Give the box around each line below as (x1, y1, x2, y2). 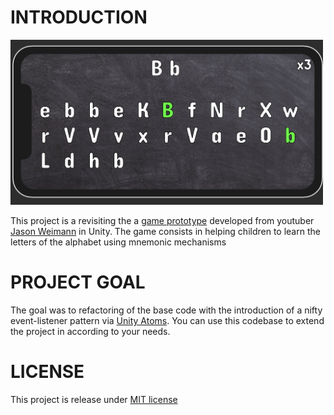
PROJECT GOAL (10, 271, 146, 294)
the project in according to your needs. (10, 326, 171, 338)
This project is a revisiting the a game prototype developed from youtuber (10, 215, 315, 227)
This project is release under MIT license (10, 393, 178, 405)
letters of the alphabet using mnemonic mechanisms (10, 236, 227, 248)
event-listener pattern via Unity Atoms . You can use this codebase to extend (10, 315, 325, 327)
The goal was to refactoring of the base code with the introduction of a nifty (10, 304, 323, 316)
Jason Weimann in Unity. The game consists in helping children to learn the (10, 226, 321, 238)
